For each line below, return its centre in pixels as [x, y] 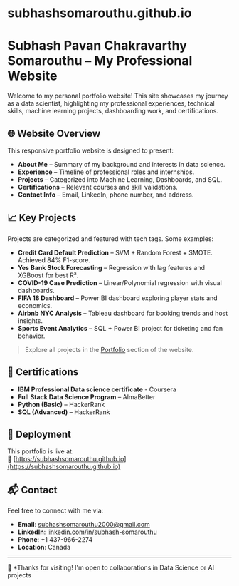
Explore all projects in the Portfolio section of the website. [109, 349]
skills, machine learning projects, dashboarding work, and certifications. [113, 111]
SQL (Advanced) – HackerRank [64, 412]
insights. [30, 320]
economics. [35, 305]
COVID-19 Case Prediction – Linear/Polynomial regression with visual [119, 282]
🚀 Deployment [39, 434]
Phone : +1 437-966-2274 [55, 540]
